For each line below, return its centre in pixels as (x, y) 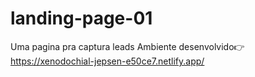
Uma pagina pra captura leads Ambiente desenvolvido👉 (127, 46)
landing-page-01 (81, 18)
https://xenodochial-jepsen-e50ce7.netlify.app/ (107, 61)
